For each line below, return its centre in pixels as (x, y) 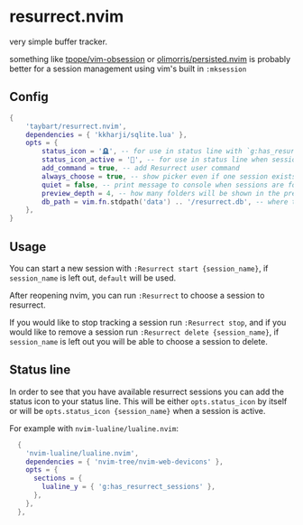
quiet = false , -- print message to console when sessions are (163, 185)
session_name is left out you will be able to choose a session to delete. (139, 341)
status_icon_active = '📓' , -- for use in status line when (155, 160)
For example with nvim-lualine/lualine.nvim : (94, 428)
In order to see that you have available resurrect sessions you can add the (147, 391)
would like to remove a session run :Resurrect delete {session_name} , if (144, 332)
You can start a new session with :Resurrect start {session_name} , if (139, 268)
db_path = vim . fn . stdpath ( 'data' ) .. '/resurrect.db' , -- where (165, 202)
